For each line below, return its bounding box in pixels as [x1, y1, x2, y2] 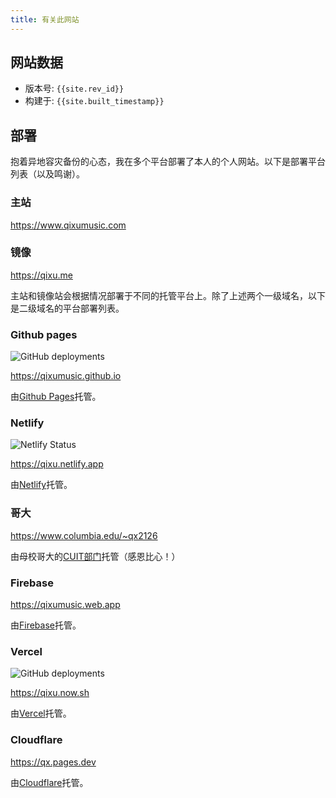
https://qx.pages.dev [10, 756, 97, 768]
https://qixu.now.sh [10, 687, 90, 699]
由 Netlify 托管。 [10, 479, 73, 491]
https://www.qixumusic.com [10, 219, 127, 231]
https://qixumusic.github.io [10, 370, 122, 382]
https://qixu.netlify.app [10, 458, 104, 470]
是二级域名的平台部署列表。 [10, 302, 125, 314]
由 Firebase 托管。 [10, 619, 82, 631]
